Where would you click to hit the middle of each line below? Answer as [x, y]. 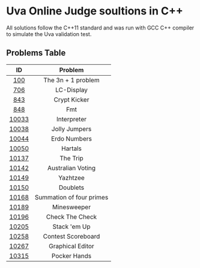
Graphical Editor [71, 246]
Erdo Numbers [71, 138]
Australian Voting [71, 168]
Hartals [71, 148]
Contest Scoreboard [71, 236]
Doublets [72, 187]
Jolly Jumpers [71, 129]
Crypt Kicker [71, 99]
